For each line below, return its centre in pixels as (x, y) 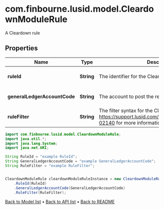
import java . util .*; (26, 139)
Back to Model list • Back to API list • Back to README (60, 202)
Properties (21, 48)
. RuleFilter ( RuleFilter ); (40, 192)
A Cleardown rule (22, 33)
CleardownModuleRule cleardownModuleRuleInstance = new (63, 179)
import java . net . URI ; (27, 148)
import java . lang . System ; (31, 143)
